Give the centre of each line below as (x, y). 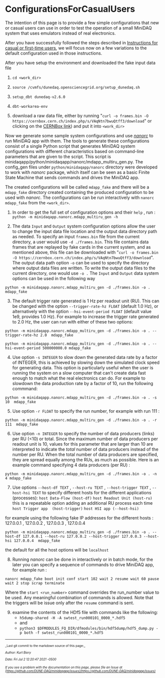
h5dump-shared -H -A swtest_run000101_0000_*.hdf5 (72, 618)
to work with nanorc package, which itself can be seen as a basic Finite (77, 172)
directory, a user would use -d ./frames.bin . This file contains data (80, 242)
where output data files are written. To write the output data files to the (84, 268)
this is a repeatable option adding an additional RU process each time (82, 503)
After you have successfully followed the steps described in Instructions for (82, 42)
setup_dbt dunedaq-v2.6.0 (39, 97)
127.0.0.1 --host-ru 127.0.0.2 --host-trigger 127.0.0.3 (82, 536)
